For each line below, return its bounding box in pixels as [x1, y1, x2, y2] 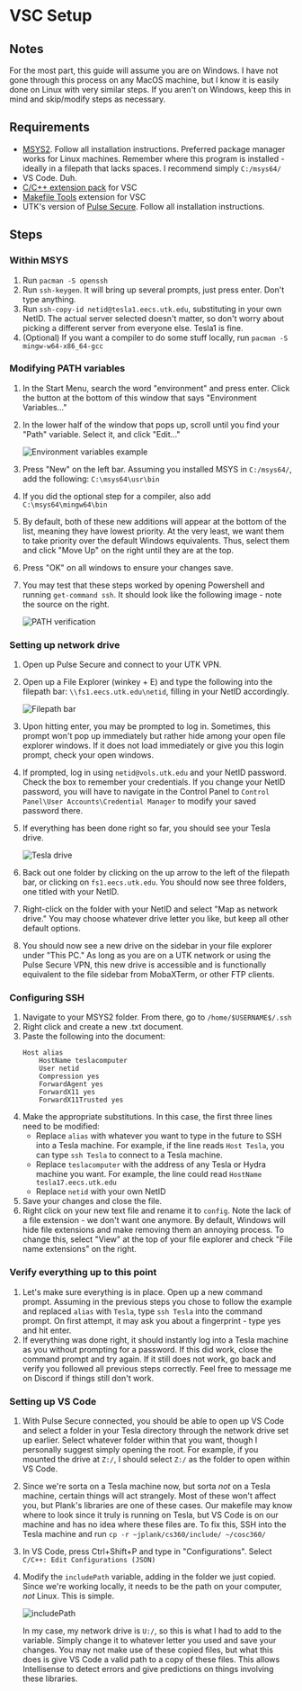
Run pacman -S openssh [22, 274, 108, 285]
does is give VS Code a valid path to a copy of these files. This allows [22, 1653, 280, 1665]
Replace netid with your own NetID [35, 1186, 166, 1197]
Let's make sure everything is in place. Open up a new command [22, 1286, 263, 1297]
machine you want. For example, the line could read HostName [35, 1169, 262, 1180]
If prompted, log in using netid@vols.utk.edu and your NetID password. [22, 767, 288, 778]
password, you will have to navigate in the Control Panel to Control [22, 787, 270, 797]
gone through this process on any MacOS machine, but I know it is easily [9, 75, 280, 85]
